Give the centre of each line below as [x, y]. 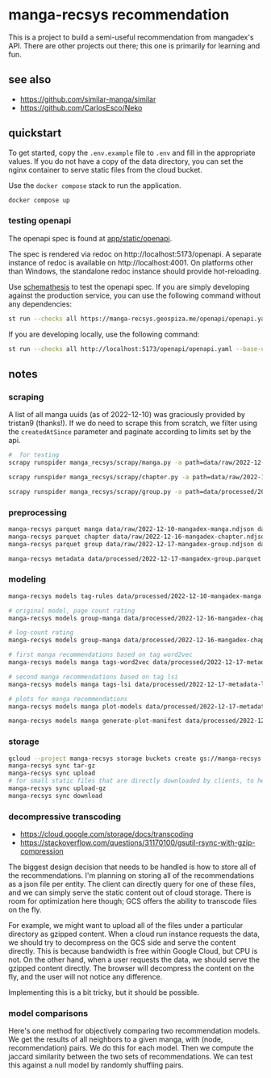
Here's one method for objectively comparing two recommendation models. [134, 1031]
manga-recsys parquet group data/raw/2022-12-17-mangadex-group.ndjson [131, 544]
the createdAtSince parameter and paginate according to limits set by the [130, 432]
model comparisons [48, 1013]
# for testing [34, 455]
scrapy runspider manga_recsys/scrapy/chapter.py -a [99, 477]
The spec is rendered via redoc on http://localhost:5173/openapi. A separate [135, 254]
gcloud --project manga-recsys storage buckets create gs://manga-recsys [135, 758]
